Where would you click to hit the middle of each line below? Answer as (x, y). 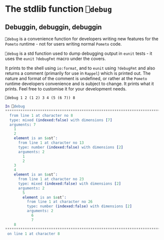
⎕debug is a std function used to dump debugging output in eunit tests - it (79, 53)
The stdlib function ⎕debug (59, 9)
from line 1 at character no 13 (51, 143)
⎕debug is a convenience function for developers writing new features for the (82, 39)
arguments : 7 (23, 125)
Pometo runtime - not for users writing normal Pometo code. (63, 44)
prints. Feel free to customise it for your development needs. (66, 89)
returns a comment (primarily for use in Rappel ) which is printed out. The (78, 73)
